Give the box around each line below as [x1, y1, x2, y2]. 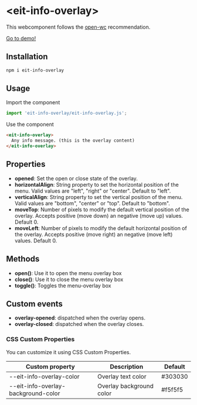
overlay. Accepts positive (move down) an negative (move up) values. [14, 212, 184, 219]
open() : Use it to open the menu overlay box [14, 269, 122, 276]
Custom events [6, 298, 63, 308]
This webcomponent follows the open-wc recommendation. [6, 23, 151, 30]
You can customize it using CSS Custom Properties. [6, 348, 131, 355]
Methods [6, 254, 40, 264]
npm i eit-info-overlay [6, 67, 64, 73]
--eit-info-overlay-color [9, 372, 80, 380]
